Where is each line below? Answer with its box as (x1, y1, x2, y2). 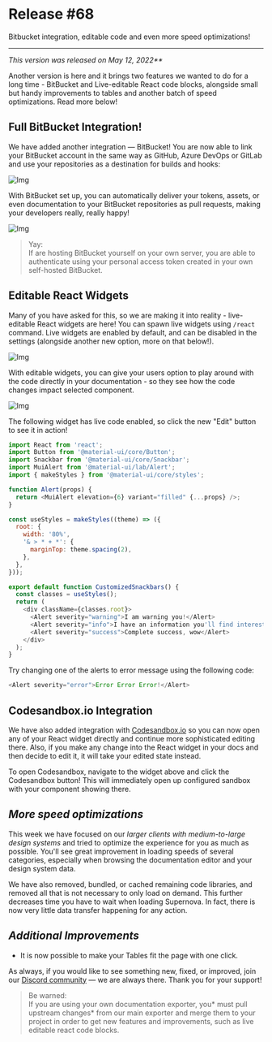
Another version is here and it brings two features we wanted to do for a (8, 71, 249, 80)
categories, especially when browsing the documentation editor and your (8, 854, 253, 865)
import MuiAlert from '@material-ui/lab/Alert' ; (8, 464, 176, 472)
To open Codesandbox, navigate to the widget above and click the (8, 767, 230, 776)
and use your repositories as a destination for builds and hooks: (8, 159, 221, 169)
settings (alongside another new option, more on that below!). (8, 336, 215, 346)
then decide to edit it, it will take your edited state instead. (8, 751, 202, 760)
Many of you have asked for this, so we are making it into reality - (8, 310, 227, 320)
